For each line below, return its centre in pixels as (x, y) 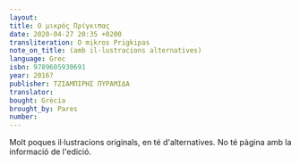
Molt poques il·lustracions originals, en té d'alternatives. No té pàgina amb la (150, 143)
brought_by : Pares (43, 109)
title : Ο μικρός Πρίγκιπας (60, 26)
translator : (31, 92)
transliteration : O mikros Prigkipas (80, 42)
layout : (24, 17)
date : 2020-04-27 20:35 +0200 (66, 34)
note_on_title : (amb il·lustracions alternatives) (106, 51)
